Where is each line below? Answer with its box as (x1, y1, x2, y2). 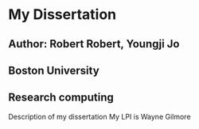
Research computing (8, 91, 114, 104)
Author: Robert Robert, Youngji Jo (8, 37, 180, 51)
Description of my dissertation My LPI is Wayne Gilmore (8, 112, 191, 121)
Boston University (8, 63, 99, 77)
